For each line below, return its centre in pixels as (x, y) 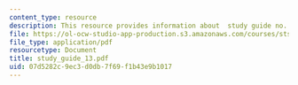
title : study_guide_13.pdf (59, 58)
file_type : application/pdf (61, 42)
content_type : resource (53, 17)
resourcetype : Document (53, 50)
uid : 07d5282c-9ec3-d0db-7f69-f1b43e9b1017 (91, 67)
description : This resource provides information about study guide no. (149, 26)
